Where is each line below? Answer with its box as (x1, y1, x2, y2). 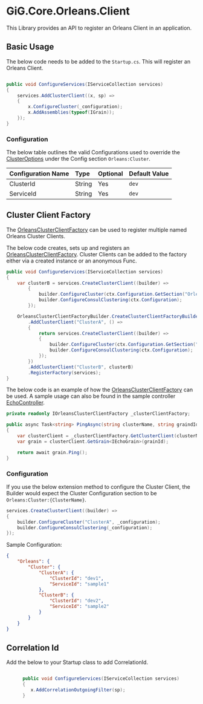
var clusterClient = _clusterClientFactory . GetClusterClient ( (17, 433, 177, 439)
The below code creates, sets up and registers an (6, 244, 130, 252)
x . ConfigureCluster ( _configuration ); (28, 104, 123, 110)
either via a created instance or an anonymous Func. (6, 257, 137, 264)
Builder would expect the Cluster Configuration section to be (6, 489, 157, 497)
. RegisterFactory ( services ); (28, 370, 101, 376)
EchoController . (6, 399, 45, 406)
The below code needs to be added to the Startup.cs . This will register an (6, 57, 191, 65)
